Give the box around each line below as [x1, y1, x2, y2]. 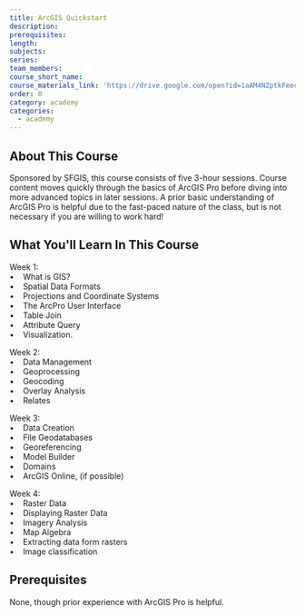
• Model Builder [9, 451, 75, 462]
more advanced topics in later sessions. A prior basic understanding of [9, 192, 275, 203]
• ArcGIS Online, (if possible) [9, 470, 124, 482]
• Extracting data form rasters [9, 536, 128, 547]
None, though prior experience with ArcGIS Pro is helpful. [9, 596, 224, 607]
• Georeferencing [9, 442, 82, 452]
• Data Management [9, 356, 93, 367]
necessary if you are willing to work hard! [9, 211, 164, 222]
